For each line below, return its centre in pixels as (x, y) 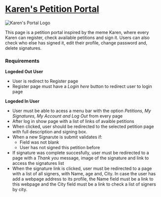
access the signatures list (38, 163)
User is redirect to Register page (45, 81)
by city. (20, 190)
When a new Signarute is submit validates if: (57, 137)
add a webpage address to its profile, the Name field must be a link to (83, 179)
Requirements (22, 61)
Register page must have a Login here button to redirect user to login (82, 86)
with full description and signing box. (50, 132)
